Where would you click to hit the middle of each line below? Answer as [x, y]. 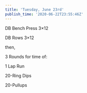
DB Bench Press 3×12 [27, 28]
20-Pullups [16, 85]
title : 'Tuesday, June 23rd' [35, 10]
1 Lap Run [15, 66]
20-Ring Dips [18, 75]
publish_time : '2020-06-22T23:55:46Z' [44, 14]
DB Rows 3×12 [20, 38]
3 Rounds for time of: [26, 56]
